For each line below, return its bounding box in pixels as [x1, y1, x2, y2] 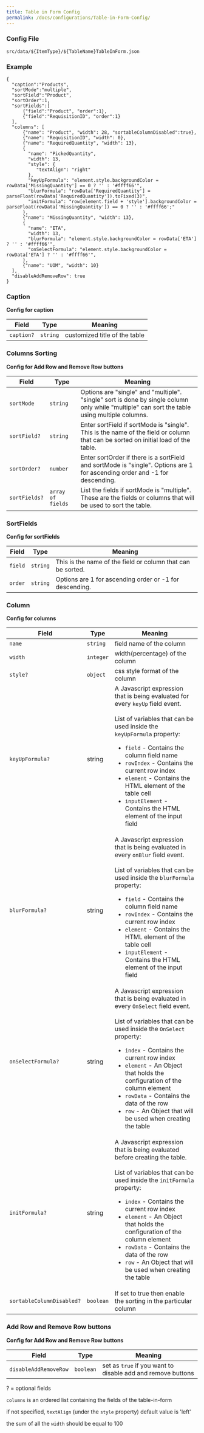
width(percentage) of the [114, 649, 187, 658]
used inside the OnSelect [114, 1025, 185, 1034]
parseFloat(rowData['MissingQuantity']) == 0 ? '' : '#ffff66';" [6, 204, 175, 210]
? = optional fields [6, 1384, 52, 1392]
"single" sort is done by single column [80, 395, 189, 404]
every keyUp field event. [114, 700, 182, 708]
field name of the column [114, 640, 186, 648]
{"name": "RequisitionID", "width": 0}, [22, 135, 126, 141]
